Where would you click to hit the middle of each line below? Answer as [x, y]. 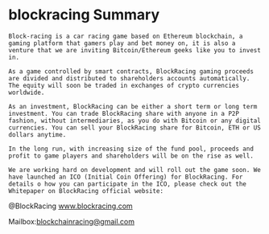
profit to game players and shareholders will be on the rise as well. [131, 156]
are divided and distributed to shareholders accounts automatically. [129, 78]
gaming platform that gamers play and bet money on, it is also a [122, 43]
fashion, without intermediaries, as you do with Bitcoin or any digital [135, 121]
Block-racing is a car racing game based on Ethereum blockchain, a [126, 36]
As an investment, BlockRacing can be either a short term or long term [133, 106]
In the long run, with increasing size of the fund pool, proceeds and [131, 149]
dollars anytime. [37, 134]
